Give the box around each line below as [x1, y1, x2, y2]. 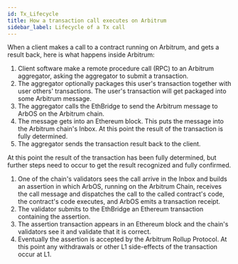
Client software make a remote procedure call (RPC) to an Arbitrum [17, 65, 215, 73]
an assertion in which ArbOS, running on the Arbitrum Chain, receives [17, 182, 222, 191]
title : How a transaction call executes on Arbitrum [7, 17, 167, 24]
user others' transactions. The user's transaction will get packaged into [17, 87, 227, 96]
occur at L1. [17, 250, 52, 259]
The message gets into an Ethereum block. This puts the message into [17, 117, 224, 126]
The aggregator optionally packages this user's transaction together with [17, 79, 232, 88]
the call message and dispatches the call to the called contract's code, [17, 189, 225, 199]
